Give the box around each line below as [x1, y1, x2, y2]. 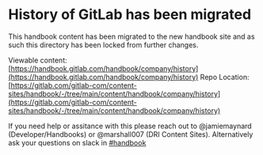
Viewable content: [8, 55, 67, 65]
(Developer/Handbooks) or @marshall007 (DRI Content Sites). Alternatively [8, 129, 253, 139]
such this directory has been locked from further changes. [8, 40, 199, 49]
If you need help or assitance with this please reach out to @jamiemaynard [8, 121, 252, 130]
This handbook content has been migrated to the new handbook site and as [8, 32, 255, 41]
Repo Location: [200, 72, 250, 81]
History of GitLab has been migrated [8, 6, 252, 24]
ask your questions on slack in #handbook [8, 138, 147, 147]
